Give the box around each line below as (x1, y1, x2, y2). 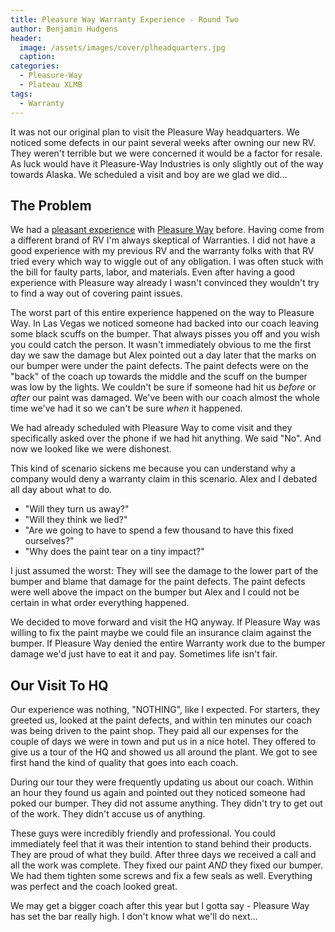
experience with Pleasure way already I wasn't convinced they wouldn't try (10, 277, 320, 289)
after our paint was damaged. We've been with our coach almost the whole (10, 392, 320, 404)
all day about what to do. (10, 484, 113, 496)
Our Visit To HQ (10, 677, 109, 694)
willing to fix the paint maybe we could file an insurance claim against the (10, 627, 312, 639)
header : (10, 33, 43, 43)
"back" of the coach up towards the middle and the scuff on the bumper (10, 371, 308, 383)
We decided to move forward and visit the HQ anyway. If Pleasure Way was (10, 616, 321, 628)
